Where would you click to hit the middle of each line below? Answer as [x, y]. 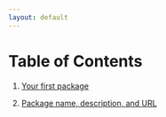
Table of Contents [75, 61]
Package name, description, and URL [89, 103]
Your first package [55, 86]
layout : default [38, 17]
